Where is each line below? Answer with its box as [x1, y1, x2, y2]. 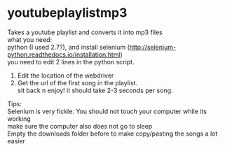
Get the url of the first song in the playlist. [17, 78, 138, 87]
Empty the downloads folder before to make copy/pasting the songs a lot [7, 129, 218, 138]
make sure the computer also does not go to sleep [7, 122, 153, 130]
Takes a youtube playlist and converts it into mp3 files [7, 28, 163, 36]
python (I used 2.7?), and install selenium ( [7, 43, 130, 51]
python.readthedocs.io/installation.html [7, 50, 121, 59]
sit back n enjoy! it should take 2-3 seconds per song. [17, 86, 173, 94]
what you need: [7, 35, 53, 43]
